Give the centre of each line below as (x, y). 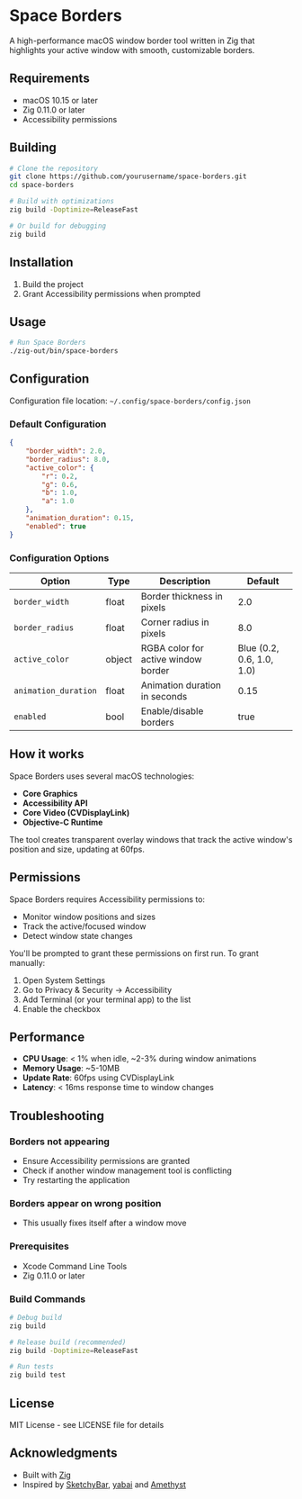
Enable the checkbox (61, 1008)
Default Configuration (58, 424)
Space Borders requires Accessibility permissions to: (107, 899)
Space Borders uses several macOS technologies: (102, 776)
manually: (27, 962)
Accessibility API (55, 803)
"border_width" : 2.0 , (66, 451)
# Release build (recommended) (68, 1342)
